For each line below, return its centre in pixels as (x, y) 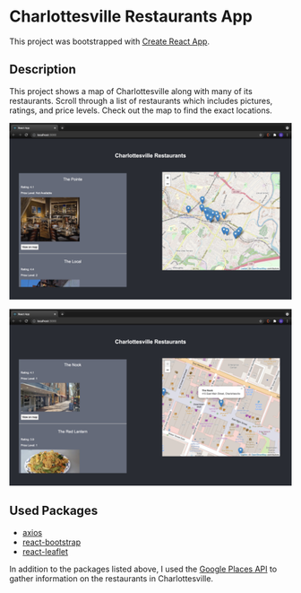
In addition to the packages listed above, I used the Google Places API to (143, 569)
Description (43, 70)
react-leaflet (45, 551)
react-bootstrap (52, 542)
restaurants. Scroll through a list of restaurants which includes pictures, (141, 100)
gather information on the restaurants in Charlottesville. (111, 578)
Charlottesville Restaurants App (131, 17)
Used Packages (54, 511)
